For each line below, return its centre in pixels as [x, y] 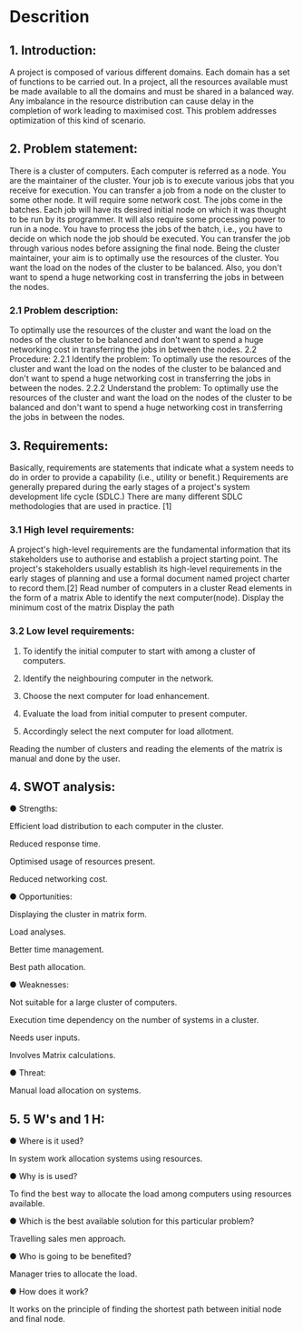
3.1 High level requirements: [72, 529]
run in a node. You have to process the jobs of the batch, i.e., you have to [146, 228]
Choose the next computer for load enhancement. [116, 696]
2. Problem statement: [73, 149]
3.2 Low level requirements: [72, 631]
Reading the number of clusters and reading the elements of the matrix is [146, 748]
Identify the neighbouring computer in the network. [118, 678]
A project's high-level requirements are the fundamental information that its [150, 550]
